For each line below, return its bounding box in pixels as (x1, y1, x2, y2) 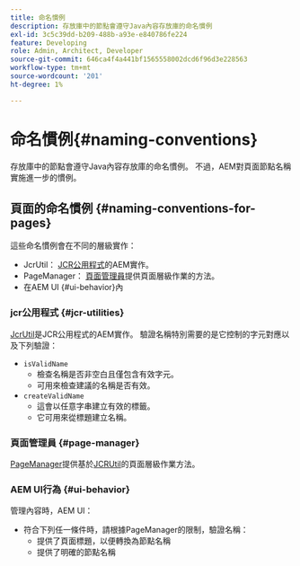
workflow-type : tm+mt (10, 64, 92, 73)
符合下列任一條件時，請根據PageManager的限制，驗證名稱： (22, 525, 250, 535)
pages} (10, 215, 52, 230)
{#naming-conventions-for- (94, 200, 256, 216)
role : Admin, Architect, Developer (10, 47, 144, 56)
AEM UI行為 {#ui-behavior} (10, 482, 131, 495)
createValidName (22, 392, 84, 401)
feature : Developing (10, 38, 88, 48)
